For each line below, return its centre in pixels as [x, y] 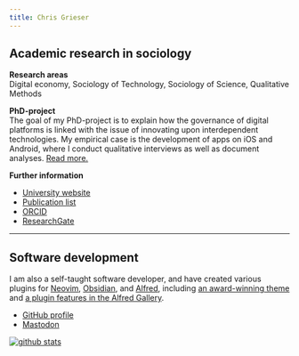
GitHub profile [48, 315]
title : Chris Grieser [49, 17]
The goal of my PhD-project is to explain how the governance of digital [139, 120]
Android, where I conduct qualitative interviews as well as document [134, 149]
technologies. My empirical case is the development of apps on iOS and [141, 140]
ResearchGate [48, 221]
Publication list [49, 202]
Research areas [39, 75]
